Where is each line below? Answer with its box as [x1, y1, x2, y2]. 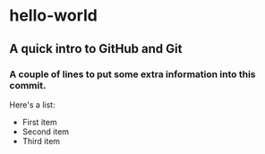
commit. [9, 79, 47, 91]
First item [21, 116, 57, 127]
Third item [21, 135, 61, 146]
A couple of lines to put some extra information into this [9, 68, 257, 81]
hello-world [9, 5, 98, 26]
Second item [21, 126, 70, 137]
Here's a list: [9, 99, 56, 110]
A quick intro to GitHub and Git [9, 41, 183, 56]
